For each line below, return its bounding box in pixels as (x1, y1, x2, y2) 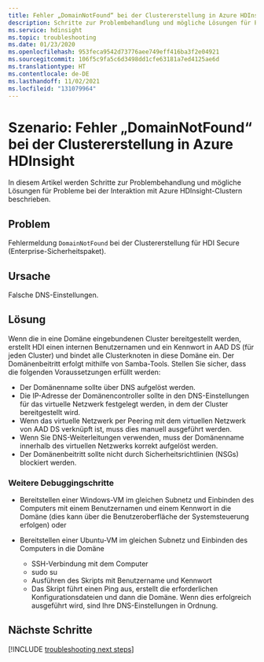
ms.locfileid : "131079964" (8, 84, 97, 93)
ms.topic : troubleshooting (8, 33, 97, 42)
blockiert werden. (19, 458, 77, 467)
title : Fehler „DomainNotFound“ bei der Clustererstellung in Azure (8, 11, 237, 20)
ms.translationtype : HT (8, 63, 86, 71)
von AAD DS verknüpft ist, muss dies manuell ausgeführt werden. (19, 424, 232, 433)
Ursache (8, 269, 51, 283)
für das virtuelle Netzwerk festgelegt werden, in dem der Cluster (19, 399, 229, 409)
